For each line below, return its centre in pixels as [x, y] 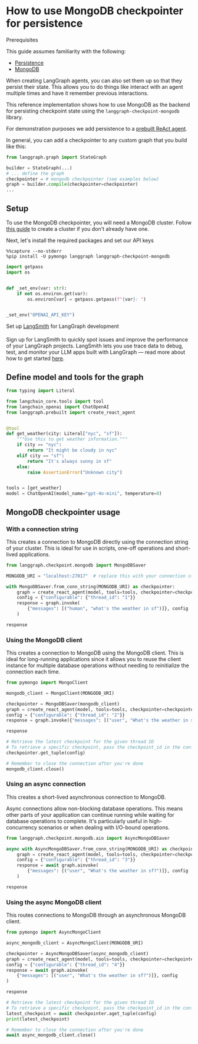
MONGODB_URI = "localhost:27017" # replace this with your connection [96, 576]
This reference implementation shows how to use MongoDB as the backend [98, 104]
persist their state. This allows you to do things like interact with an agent [95, 86]
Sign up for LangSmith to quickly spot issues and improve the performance [97, 340]
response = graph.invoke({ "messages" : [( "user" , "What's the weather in [97, 720]
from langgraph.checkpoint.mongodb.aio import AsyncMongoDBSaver [88, 838]
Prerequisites [22, 40]
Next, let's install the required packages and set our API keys [80, 240]
